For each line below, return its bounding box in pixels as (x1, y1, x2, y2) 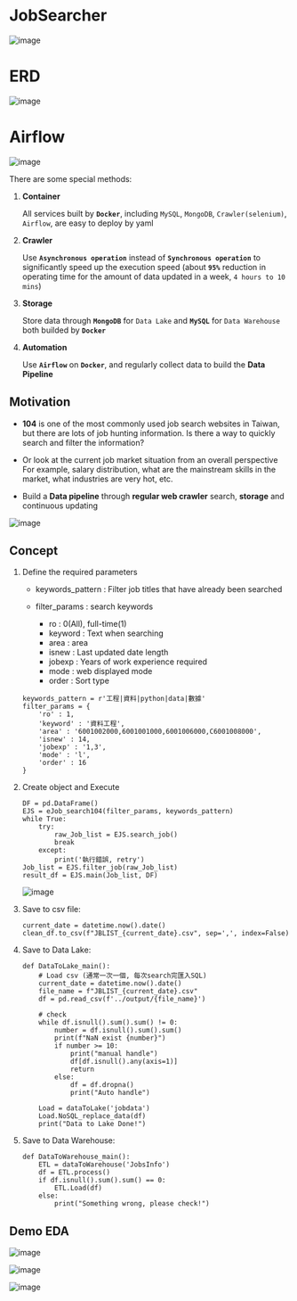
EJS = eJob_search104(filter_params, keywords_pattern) (21, 807, 234, 816)
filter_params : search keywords (35, 601, 154, 612)
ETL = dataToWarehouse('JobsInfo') (38, 1160, 171, 1169)
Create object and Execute (21, 782, 120, 793)
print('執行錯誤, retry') (54, 855, 145, 865)
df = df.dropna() (69, 1081, 135, 1090)
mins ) (21, 280, 42, 291)
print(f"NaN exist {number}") (54, 1033, 166, 1043)
